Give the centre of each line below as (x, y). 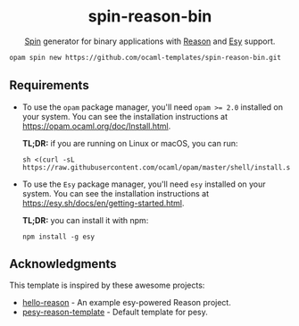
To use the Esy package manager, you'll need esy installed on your (144, 184)
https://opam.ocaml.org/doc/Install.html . (96, 126)
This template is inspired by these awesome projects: (107, 285)
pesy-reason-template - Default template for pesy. (115, 312)
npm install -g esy (58, 237)
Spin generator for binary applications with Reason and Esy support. (150, 41)
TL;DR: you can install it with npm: (85, 220)
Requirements (49, 85)
